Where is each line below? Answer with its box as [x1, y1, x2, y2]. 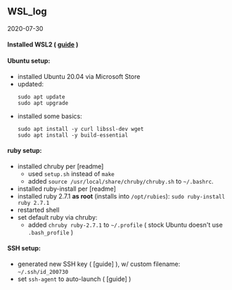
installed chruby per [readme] [17, 162, 104, 170]
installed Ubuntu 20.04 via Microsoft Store [17, 72, 141, 80]
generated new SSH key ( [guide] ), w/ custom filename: [17, 260, 181, 268]
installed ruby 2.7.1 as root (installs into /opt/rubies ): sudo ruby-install [17, 191, 226, 200]
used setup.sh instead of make [27, 169, 115, 178]
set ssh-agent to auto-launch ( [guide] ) [17, 275, 131, 284]
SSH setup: [7, 244, 41, 253]
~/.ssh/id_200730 [17, 269, 69, 276]
